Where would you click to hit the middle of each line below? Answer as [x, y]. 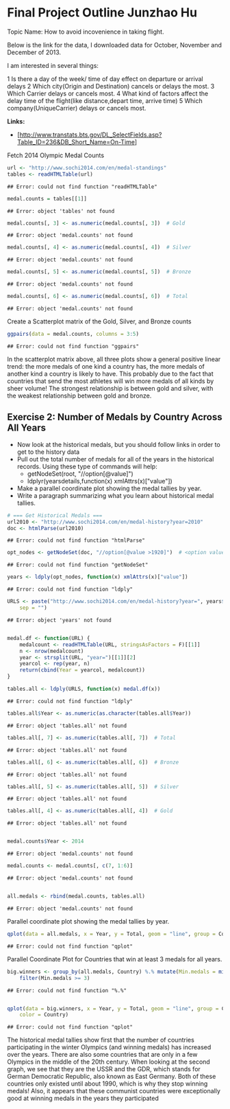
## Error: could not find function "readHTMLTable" [82, 187]
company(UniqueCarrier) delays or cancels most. [77, 108]
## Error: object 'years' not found [59, 620]
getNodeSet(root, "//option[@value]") [80, 473]
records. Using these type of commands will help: [87, 466]
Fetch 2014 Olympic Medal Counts [56, 155]
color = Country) [44, 1015]
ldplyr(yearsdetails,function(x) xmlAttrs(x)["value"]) [100, 481]
